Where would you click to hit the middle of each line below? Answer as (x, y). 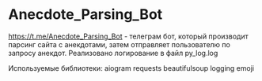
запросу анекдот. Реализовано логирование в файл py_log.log (113, 53)
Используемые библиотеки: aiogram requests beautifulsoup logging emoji (131, 68)
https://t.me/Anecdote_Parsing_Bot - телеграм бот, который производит (128, 36)
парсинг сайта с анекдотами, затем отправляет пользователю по (120, 44)
